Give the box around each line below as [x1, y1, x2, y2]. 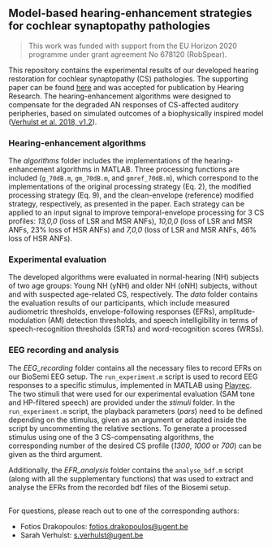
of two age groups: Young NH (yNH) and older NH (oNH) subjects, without [8, 281, 257, 291]
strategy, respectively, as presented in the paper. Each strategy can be [8, 199, 245, 209]
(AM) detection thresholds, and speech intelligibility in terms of [47, 315, 258, 325]
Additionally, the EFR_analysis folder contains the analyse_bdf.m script [8, 465, 244, 475]
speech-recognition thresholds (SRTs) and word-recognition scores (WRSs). [8, 324, 264, 334]
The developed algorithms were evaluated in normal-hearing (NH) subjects [8, 272, 260, 282]
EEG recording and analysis [8, 345, 119, 356]
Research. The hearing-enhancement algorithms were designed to [8, 91, 231, 101]
